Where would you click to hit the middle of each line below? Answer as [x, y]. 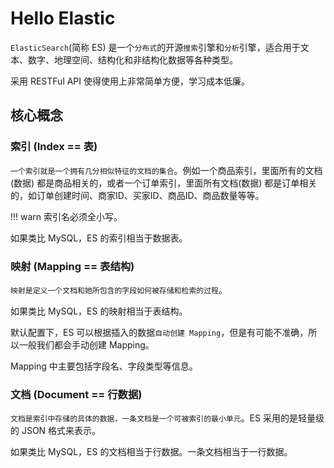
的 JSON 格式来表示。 [56, 431]
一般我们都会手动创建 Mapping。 [86, 344]
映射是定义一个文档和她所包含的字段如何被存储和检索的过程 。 [119, 289]
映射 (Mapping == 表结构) [72, 266]
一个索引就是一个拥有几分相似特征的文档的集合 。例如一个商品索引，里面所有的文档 [166, 170]
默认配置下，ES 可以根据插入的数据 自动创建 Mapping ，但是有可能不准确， [159, 332]
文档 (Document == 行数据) [76, 394]
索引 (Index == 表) [54, 147]
